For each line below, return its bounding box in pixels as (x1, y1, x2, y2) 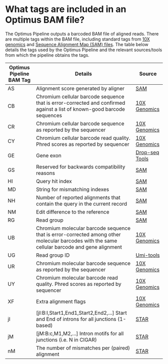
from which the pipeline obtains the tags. (5, 52, 89, 58)
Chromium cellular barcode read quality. (35, 134, 130, 141)
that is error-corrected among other (35, 231, 121, 238)
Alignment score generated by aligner (35, 85, 125, 92)
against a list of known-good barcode (35, 105, 125, 112)
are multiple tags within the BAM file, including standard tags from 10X (5, 36, 150, 42)
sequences (35, 112, 62, 119)
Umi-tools (135, 252, 160, 259)
